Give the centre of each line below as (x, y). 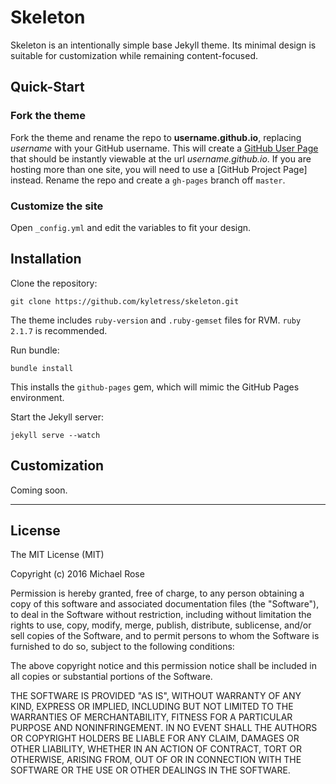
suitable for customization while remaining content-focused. (134, 55)
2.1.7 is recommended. (59, 330)
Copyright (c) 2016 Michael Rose (77, 574)
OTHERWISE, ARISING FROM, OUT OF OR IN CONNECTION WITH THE (156, 760)
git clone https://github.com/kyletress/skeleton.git (125, 301)
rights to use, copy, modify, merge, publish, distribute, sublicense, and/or (161, 625)
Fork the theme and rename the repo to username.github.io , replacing (156, 137)
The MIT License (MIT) (57, 555)
